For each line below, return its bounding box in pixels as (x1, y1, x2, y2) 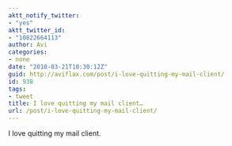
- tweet (8, 92, 34, 100)
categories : (8, 48, 48, 56)
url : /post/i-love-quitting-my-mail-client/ (8, 107, 158, 115)
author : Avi (8, 41, 48, 49)
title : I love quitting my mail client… (8, 99, 144, 107)
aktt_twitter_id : (8, 26, 66, 34)
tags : (8, 84, 26, 93)
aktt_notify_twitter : (8, 11, 80, 20)
